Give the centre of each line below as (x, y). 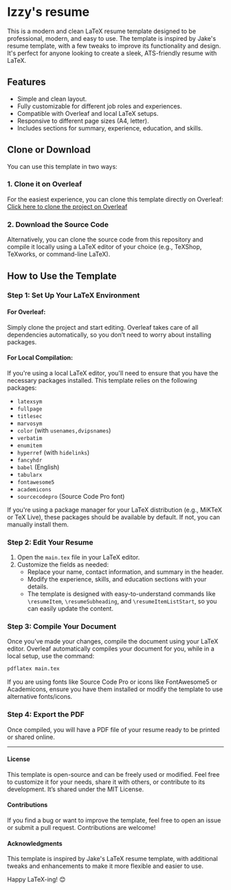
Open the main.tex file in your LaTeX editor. (78, 557)
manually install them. (38, 524)
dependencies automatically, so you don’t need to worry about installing (109, 335)
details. (38, 586)
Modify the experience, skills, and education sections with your (117, 580)
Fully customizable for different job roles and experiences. (99, 106)
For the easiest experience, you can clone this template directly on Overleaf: (115, 199)
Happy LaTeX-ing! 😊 (36, 880)
